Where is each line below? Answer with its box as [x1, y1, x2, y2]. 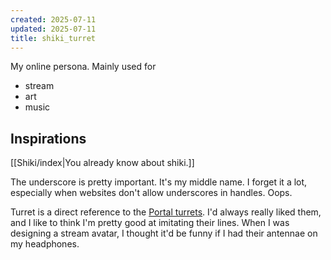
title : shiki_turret [10, 33, 97, 43]
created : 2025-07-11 [10, 14, 97, 25]
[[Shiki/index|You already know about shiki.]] [10, 157, 195, 169]
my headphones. [10, 238, 80, 250]
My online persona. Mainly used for [10, 61, 157, 73]
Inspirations [10, 130, 87, 147]
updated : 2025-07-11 [10, 24, 97, 34]
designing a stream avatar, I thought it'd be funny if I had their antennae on [10, 227, 318, 240]
